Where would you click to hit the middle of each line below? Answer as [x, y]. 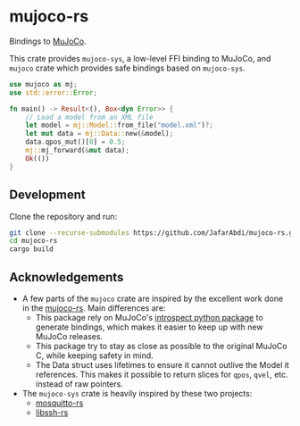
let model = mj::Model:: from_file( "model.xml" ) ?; [120, 125]
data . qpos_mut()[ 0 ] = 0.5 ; [75, 142]
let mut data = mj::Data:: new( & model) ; [100, 134]
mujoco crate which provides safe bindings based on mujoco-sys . [127, 68]
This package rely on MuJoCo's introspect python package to [149, 317]
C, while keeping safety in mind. [94, 355]
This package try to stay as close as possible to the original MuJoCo [161, 346]
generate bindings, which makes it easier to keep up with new [149, 327]
